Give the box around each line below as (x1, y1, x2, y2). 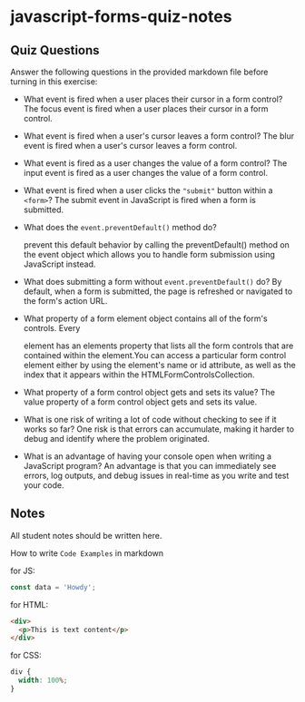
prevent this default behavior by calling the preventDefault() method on (23, 239, 290, 250)
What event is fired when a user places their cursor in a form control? (23, 93, 283, 104)
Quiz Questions (10, 43, 100, 58)
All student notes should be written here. (10, 530, 162, 541)
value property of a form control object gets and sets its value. (23, 396, 258, 407)
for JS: (10, 565, 35, 576)
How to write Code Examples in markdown (10, 547, 164, 559)
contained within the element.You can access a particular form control (23, 350, 287, 360)
